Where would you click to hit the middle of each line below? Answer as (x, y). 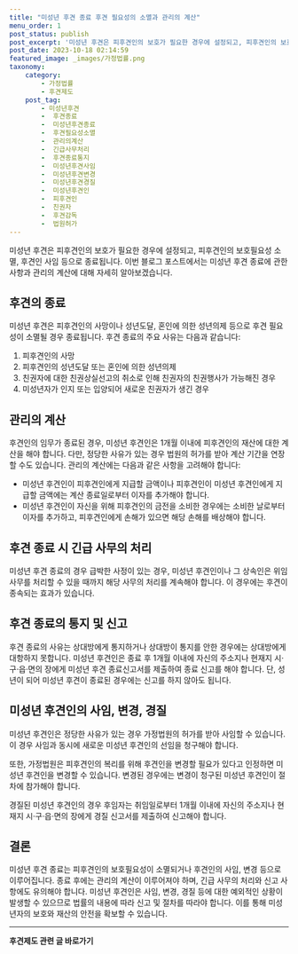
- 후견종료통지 (66, 158)
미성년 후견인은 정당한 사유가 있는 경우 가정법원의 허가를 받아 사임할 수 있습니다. (148, 734)
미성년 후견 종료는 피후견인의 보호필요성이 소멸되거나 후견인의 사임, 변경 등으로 (145, 870)
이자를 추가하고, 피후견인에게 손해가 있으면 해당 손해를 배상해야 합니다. (144, 517)
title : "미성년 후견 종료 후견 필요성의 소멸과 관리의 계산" (105, 17)
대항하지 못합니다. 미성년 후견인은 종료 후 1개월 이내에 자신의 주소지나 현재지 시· (146, 658)
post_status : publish (49, 34)
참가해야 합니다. (53, 785)
